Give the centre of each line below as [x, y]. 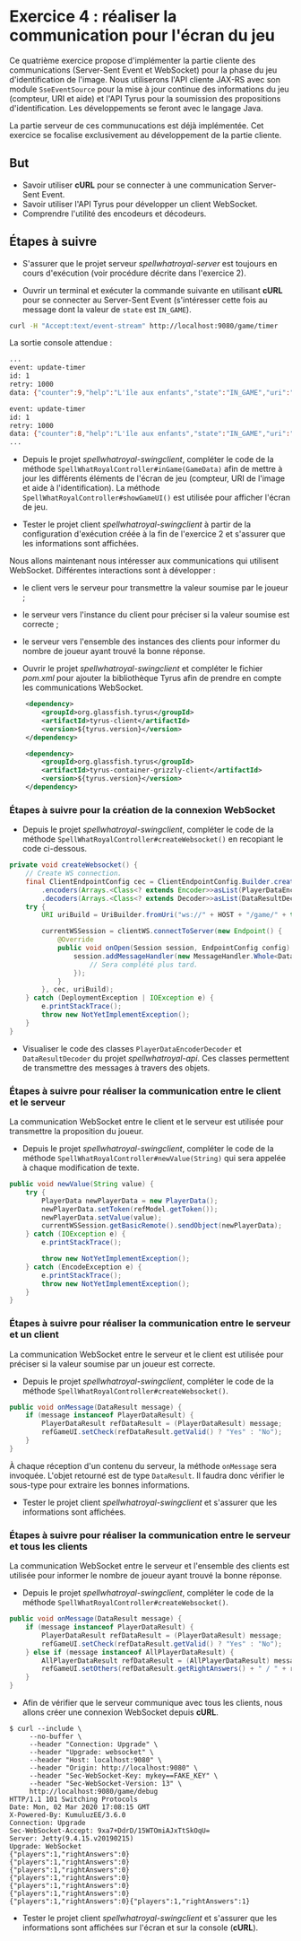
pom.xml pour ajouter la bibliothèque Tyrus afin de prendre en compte [152, 678]
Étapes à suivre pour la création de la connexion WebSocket [142, 809]
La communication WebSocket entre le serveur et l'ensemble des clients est [149, 1566]
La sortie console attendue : [61, 343]
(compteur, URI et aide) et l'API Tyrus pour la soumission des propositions [145, 98]
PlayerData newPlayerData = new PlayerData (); [130, 1201]
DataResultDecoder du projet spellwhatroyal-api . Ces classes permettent [155, 1058]
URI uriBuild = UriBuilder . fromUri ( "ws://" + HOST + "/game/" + [164, 915]
